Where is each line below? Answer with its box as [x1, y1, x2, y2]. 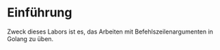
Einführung [7, 5, 72, 21]
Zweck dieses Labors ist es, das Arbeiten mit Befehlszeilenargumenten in [7, 27, 214, 36]
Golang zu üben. [7, 34, 54, 42]
